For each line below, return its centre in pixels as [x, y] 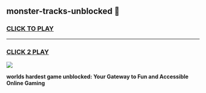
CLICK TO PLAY [30, 29]
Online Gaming [26, 83]
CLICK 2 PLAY [28, 51]
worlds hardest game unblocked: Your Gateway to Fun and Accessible [97, 76]
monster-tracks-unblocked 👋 [63, 11]
